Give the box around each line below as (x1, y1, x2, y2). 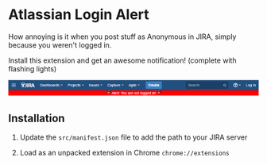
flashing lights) (8, 63, 57, 73)
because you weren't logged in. (8, 40, 112, 49)
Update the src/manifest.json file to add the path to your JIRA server (19, 132, 248, 142)
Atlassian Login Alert (8, 6, 149, 24)
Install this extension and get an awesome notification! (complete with (8, 56, 237, 65)
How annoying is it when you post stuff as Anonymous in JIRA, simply (8, 32, 237, 41)
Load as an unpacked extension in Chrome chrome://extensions (19, 148, 230, 158)
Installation (8, 111, 65, 125)
